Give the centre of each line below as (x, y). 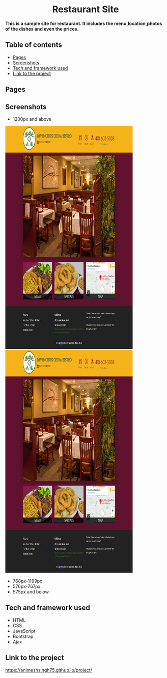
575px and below (31, 591)
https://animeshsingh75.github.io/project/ (49, 670)
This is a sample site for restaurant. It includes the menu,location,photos (84, 23)
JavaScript (24, 631)
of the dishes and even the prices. (42, 29)
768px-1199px (27, 581)
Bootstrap (23, 636)
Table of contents (34, 45)
